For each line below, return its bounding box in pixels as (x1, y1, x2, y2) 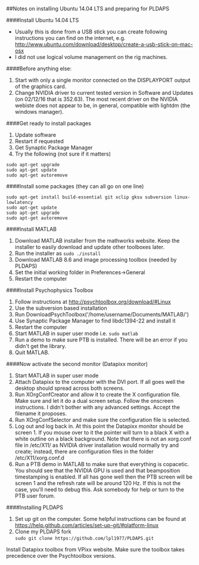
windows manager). (14, 108, 64, 115)
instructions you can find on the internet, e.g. (14, 35, 126, 41)
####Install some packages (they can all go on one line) (6, 183, 144, 190)
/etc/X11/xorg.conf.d (14, 454, 64, 461)
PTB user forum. (14, 492, 55, 499)
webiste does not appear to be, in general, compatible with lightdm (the (14, 102, 191, 109)
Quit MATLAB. (14, 349, 49, 356)
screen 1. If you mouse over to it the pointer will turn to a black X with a (14, 429, 189, 436)
